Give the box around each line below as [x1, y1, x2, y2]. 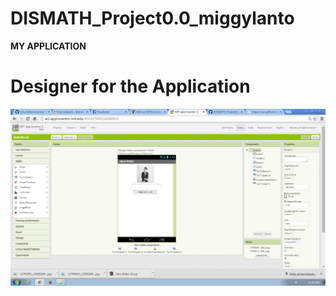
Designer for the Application [10, 75, 251, 98]
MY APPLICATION [10, 40, 87, 52]
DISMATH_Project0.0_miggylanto [10, 7, 295, 30]
